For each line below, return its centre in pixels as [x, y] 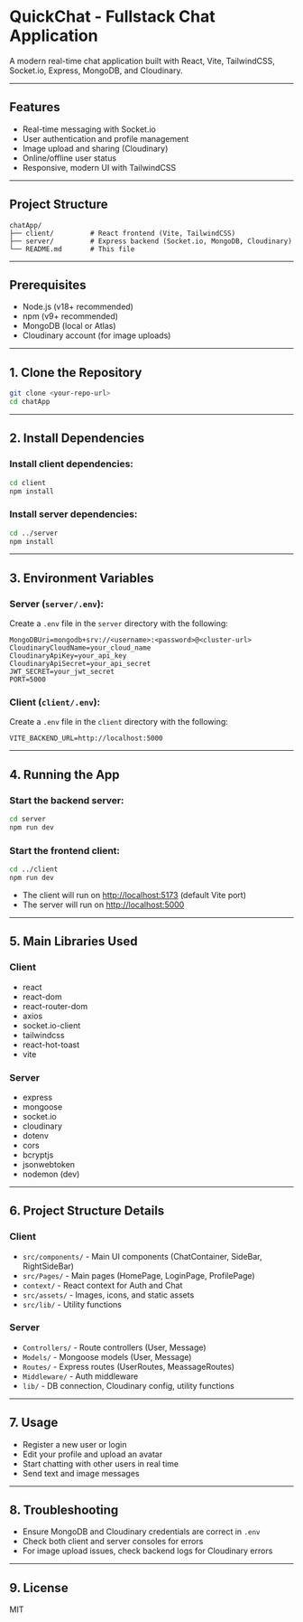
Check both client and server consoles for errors [113, 1542]
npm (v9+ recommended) [70, 316]
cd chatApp [30, 402]
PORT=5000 [28, 680]
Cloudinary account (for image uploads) [96, 335]
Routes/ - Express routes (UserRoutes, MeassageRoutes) [129, 1366]
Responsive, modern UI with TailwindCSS [99, 167]
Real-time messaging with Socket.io [89, 129]
